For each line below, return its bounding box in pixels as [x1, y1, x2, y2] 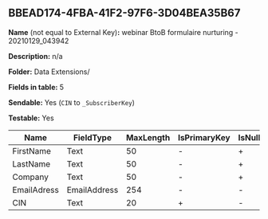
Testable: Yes [8, 113, 54, 123]
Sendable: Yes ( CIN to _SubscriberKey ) [8, 97, 136, 107]
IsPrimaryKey [178, 131, 231, 143]
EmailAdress [12, 184, 60, 195]
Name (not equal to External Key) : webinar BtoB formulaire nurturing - [8, 27, 239, 37]
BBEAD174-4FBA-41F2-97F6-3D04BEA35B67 [8, 6, 241, 20]
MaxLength [126, 131, 171, 143]
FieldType [73, 131, 112, 143]
